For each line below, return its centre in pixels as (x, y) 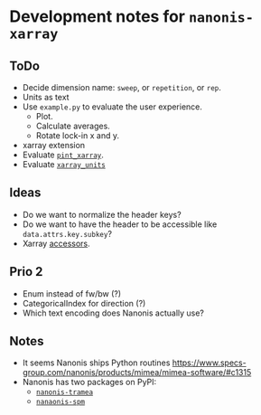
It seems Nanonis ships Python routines (96, 363)
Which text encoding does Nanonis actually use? (113, 313)
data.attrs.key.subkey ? (67, 233)
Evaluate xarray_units (64, 164)
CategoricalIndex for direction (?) (84, 303)
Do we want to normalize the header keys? (102, 214)
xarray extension (54, 145)
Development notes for (98, 17)
